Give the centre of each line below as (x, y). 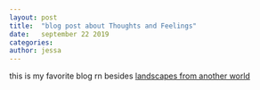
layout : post (33, 17)
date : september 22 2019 (59, 34)
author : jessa (36, 51)
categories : (31, 42)
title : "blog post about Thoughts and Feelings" (103, 26)
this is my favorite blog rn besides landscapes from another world (130, 76)
